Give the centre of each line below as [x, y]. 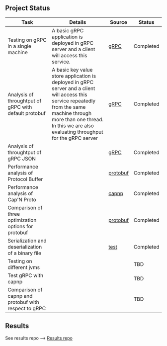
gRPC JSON [22, 159]
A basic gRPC [68, 30]
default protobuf [27, 113]
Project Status [28, 8]
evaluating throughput [78, 132]
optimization [22, 220]
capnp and [20, 296]
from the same [69, 107]
